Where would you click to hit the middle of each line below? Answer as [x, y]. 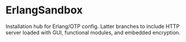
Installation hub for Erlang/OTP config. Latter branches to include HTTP [93, 26]
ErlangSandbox [44, 10]
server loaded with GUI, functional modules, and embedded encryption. [93, 32]
